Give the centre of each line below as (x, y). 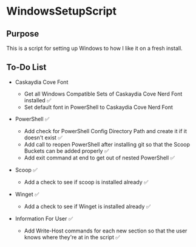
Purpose (23, 34)
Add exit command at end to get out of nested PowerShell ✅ (99, 158)
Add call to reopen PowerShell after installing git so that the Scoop (107, 144)
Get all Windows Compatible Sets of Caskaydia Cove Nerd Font (103, 94)
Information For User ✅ (44, 218)
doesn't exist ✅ (43, 137)
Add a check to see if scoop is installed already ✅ (86, 182)
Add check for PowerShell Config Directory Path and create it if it (105, 131)
